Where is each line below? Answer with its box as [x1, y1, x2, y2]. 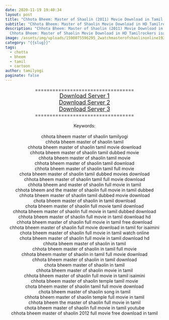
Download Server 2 [58, 99, 111, 106]
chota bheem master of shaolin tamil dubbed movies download [19, 171, 150, 177]
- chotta [10, 49, 28, 54]
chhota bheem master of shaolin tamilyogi [41, 133, 128, 139]
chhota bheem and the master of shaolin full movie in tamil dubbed [15, 187, 154, 193]
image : [5, 36, 19, 41]
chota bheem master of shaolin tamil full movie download [25, 283, 144, 289]
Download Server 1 [59, 92, 110, 99]
